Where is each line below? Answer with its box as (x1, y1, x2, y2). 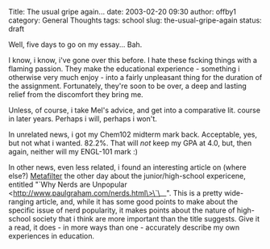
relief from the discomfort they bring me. (8, 90, 143, 99)
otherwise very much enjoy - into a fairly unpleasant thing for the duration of (8, 73, 263, 82)
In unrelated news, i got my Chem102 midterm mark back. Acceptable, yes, (8, 129, 258, 139)
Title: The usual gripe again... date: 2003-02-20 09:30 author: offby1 (8, 7, 236, 16)
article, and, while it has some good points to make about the (35, 197, 239, 206)
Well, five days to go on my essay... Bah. (8, 40, 143, 49)
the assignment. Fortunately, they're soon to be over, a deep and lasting (8, 81, 247, 91)
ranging (8, 197, 35, 206)
